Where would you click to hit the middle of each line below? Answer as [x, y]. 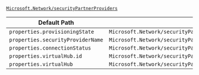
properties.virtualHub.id [46, 56]
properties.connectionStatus [50, 48]
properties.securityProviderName [56, 40]
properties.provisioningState [52, 32]
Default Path [56, 22]
